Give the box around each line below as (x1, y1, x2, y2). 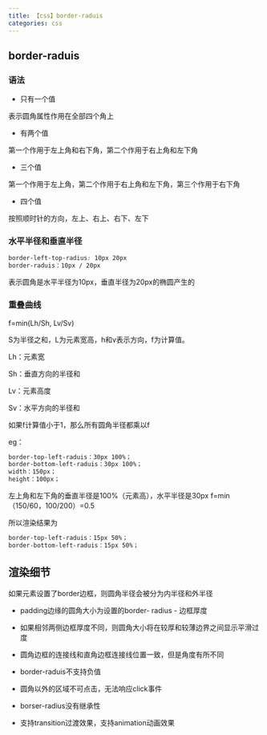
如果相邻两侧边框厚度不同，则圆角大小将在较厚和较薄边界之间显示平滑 (19, 623, 253, 632)
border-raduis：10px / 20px (8, 262, 101, 270)
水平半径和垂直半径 (8, 236, 83, 247)
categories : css (8, 19, 63, 27)
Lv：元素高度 (8, 386, 51, 396)
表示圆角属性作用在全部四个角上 (8, 112, 114, 121)
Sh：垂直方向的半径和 (8, 368, 81, 378)
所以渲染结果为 (8, 518, 58, 528)
